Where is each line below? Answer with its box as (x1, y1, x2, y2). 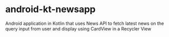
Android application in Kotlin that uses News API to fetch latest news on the (5, 20, 164, 26)
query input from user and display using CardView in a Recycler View (5, 25, 152, 31)
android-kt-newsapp (5, 4, 96, 15)
